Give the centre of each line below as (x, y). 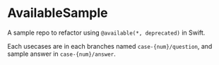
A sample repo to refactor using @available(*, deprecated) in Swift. (106, 32)
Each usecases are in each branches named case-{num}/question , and (110, 46)
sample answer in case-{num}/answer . (62, 54)
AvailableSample (58, 13)
